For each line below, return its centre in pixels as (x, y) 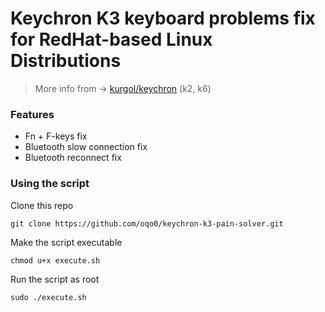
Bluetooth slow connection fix (86, 147)
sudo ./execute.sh (48, 297)
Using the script (50, 184)
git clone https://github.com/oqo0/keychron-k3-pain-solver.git (147, 223)
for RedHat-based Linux (111, 39)
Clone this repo (42, 205)
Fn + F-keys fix (56, 136)
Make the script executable (66, 242)
